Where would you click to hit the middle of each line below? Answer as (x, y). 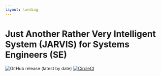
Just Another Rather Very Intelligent (80, 34)
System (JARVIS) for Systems (67, 44)
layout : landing (22, 10)
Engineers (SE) (36, 55)
